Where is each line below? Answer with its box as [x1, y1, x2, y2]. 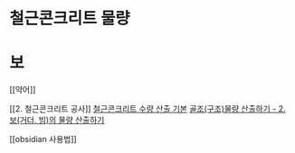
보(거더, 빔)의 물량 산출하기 [9, 114, 105, 126]
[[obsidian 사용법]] [9, 134, 77, 145]
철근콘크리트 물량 [9, 8, 130, 29]
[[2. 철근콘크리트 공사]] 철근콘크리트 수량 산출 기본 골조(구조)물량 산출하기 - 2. [9, 103, 287, 114]
